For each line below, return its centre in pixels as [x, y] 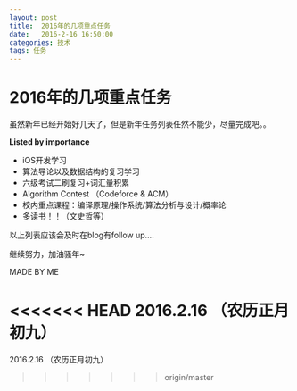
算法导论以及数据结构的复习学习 [81, 171]
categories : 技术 [40, 42]
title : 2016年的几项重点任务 [60, 26]
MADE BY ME [34, 272]
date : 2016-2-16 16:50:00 [62, 34]
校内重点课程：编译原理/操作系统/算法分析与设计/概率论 [124, 205]
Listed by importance [49, 142]
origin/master [189, 377]
